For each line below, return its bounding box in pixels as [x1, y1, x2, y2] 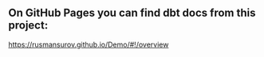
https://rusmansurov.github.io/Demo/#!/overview [8, 40, 169, 49]
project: [8, 19, 49, 32]
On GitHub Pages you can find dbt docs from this [8, 6, 256, 20]
